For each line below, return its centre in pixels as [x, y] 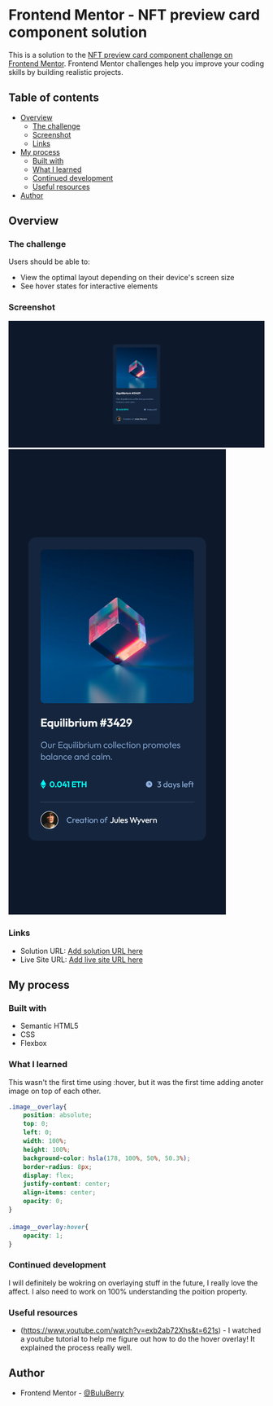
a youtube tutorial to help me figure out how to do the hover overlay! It [137, 1339]
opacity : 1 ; [43, 1236]
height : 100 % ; [47, 1149]
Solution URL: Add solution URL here [82, 951]
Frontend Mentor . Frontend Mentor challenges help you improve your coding [136, 64]
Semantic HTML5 [49, 1026]
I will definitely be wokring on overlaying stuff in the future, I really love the [133, 1283]
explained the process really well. [76, 1348]
